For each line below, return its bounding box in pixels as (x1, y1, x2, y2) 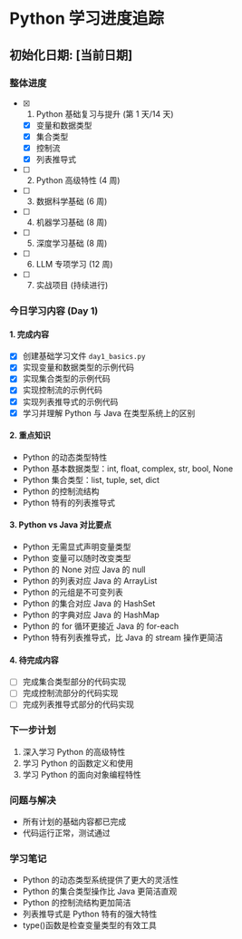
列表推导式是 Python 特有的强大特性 (22, 908, 158, 920)
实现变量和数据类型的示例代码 (22, 362, 134, 373)
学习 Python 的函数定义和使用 (22, 758, 134, 769)
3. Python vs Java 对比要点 (9, 519, 111, 530)
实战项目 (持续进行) (35, 280, 109, 291)
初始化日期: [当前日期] (9, 47, 133, 63)
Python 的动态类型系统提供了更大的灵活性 (22, 875, 179, 886)
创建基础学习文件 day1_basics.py (22, 351, 146, 362)
